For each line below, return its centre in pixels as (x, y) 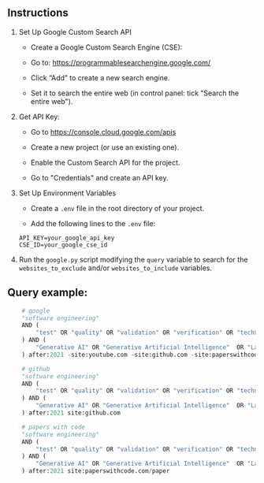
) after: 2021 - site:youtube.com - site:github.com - (108, 355)
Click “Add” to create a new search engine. (100, 77)
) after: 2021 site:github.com (71, 413)
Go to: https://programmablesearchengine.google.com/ (120, 62)
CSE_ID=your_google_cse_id (63, 245)
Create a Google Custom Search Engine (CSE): (106, 47)
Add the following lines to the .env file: (93, 223)
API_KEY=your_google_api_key (67, 238)
